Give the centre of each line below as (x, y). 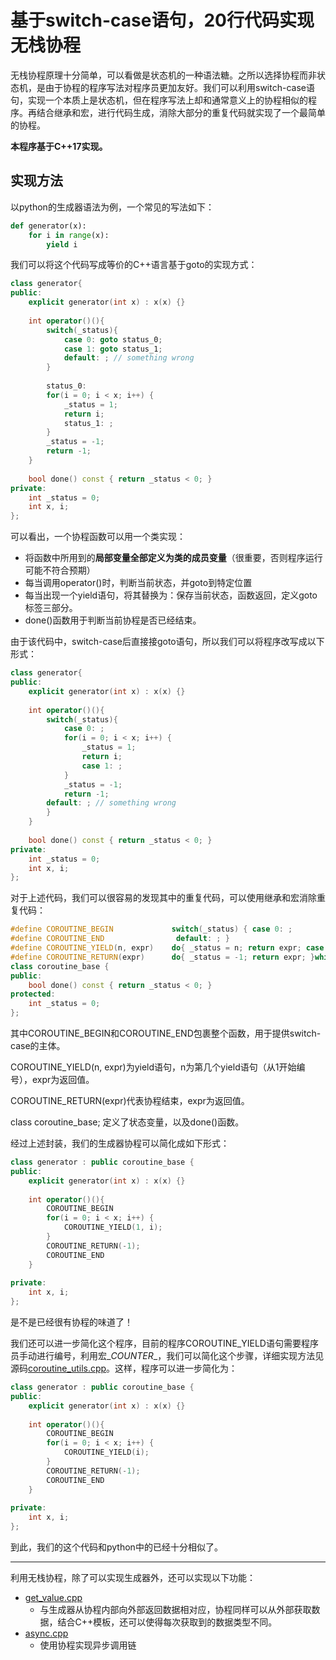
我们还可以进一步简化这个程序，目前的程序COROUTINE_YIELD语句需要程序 (164, 1343)
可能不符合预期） (60, 570)
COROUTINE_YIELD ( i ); (106, 1452)
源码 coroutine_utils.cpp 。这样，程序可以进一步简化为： (124, 1368)
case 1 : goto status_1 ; (113, 349)
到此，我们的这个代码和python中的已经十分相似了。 (116, 1547)
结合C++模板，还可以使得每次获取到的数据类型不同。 (167, 1622)
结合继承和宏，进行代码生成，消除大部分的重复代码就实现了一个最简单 (181, 112)
